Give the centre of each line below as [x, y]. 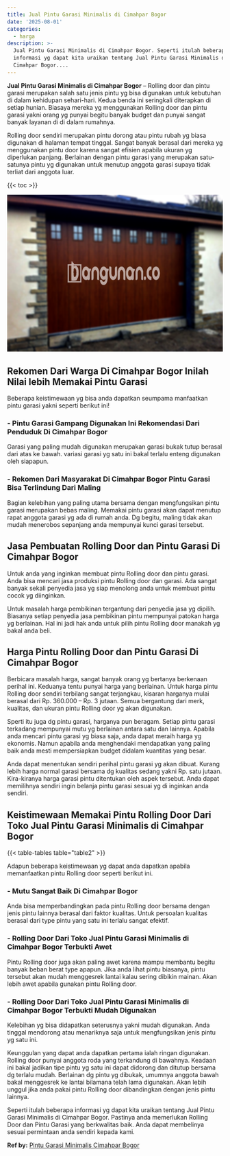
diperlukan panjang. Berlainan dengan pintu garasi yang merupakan [103, 157]
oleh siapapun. [28, 461]
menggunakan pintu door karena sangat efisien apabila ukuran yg [100, 150]
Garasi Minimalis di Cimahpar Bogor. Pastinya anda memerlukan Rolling [108, 1118]
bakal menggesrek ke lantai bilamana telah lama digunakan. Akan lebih [107, 1082]
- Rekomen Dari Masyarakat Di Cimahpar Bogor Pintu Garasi [109, 479]
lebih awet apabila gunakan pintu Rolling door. [72, 984]
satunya [18, 164]
